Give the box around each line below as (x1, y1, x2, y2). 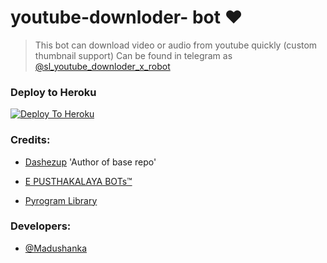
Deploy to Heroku (10, 85, 97, 99)
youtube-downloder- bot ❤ (10, 6, 243, 29)
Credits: (10, 133, 51, 147)
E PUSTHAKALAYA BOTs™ (24, 175, 133, 187)
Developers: (10, 219, 72, 233)
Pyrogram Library (24, 194, 98, 206)
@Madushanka (24, 242, 88, 254)
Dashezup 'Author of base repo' (24, 156, 157, 168)
